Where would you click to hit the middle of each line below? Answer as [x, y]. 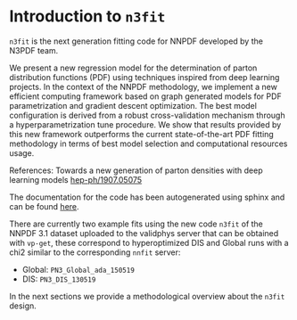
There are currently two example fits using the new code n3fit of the [136, 224]
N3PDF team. [34, 50]
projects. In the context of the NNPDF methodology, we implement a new [144, 86]
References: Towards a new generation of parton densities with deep [136, 170]
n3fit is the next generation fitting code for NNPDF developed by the [136, 41]
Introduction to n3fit [87, 16]
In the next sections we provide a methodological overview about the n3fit [147, 296]
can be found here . [44, 206]
